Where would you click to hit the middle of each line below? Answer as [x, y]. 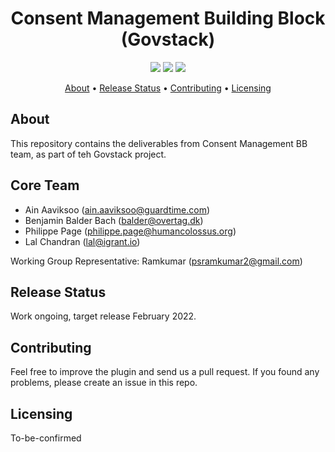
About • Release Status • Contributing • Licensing [168, 88]
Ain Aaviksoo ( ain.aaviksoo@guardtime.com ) [117, 209]
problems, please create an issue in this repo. [104, 383]
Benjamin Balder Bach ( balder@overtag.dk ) [114, 220]
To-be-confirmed [46, 438]
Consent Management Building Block [168, 18]
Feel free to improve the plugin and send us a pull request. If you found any [165, 372]
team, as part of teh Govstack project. [88, 154]
